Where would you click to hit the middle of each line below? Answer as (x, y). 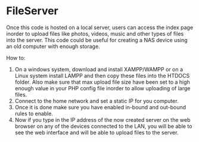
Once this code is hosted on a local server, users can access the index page (100, 27)
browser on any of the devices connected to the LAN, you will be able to (103, 126)
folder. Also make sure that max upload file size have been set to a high (102, 82)
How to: (16, 58)
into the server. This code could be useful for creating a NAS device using (97, 40)
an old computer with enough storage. (53, 46)
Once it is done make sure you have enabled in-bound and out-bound (100, 107)
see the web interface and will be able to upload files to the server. (97, 132)
